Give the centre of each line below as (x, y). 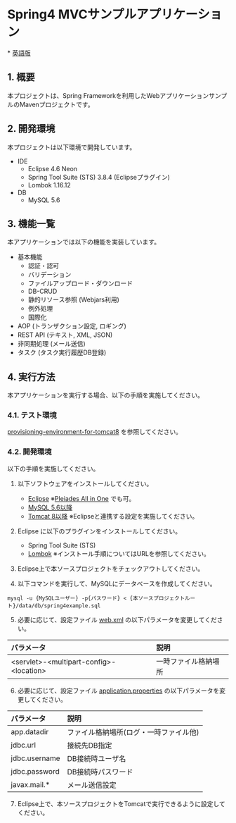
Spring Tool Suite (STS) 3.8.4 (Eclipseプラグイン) (99, 177)
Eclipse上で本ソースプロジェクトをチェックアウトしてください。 (111, 569)
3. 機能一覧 (31, 224)
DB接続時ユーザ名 (97, 758)
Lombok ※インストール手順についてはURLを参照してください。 (119, 553)
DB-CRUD (42, 291)
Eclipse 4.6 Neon (53, 168)
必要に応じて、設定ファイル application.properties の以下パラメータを (118, 691)
